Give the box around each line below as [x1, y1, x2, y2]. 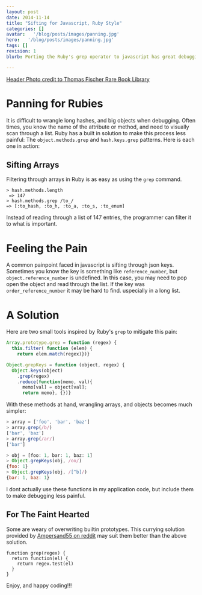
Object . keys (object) [11, 367, 63, 374]
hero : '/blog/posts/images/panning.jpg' [6, 37, 114, 43]
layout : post [6, 8, 39, 15]
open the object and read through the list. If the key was [6, 281, 145, 288]
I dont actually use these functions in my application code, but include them [6, 485, 194, 492]
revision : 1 [6, 48, 36, 54]
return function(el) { [11, 555, 69, 561]
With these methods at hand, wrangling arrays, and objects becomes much [6, 401, 192, 408]
